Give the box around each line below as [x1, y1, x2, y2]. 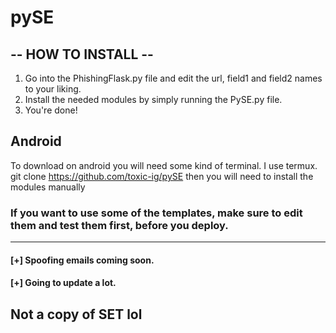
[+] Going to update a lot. [10, 277, 117, 289]
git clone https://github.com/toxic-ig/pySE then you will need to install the [10, 170, 314, 182]
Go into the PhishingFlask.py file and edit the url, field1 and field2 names [24, 72, 323, 84]
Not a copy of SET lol [10, 306, 143, 323]
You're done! [24, 104, 78, 116]
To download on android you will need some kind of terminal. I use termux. [10, 159, 318, 171]
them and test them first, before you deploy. [10, 218, 229, 232]
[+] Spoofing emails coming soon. [10, 254, 155, 266]
